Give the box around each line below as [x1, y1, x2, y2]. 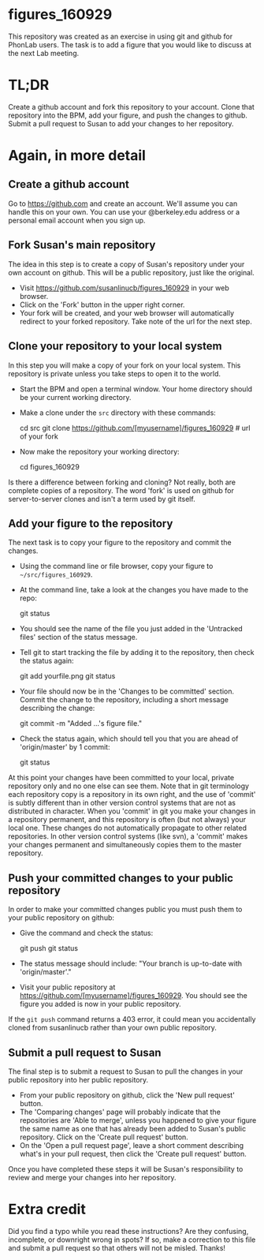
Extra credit [8, 1201, 87, 1218]
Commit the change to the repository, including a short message [19, 695, 229, 705]
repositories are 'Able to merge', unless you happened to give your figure [19, 1115, 257, 1125]
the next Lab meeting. [8, 48, 80, 58]
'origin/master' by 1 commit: [19, 742, 110, 752]
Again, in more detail [8, 147, 146, 165]
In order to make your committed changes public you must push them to [8, 905, 243, 914]
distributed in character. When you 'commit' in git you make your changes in [8, 806, 256, 816]
